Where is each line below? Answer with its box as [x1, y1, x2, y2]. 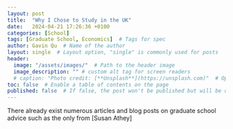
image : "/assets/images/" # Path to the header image [13, 62, 175, 69]
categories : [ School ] [7, 29, 70, 37]
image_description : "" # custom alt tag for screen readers [13, 68, 191, 75]
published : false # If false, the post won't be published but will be [7, 87, 222, 94]
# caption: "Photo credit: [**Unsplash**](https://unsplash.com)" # [13, 74, 218, 82]
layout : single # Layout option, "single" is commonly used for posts [7, 49, 218, 56]
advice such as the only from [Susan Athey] [7, 114, 132, 122]
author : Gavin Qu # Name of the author [7, 42, 126, 49]
